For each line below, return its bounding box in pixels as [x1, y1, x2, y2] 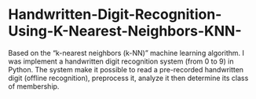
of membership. [8, 81, 60, 91]
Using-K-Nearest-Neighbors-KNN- [8, 22, 242, 40]
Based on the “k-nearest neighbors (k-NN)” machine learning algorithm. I [8, 48, 245, 57]
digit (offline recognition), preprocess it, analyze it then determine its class [8, 73, 249, 82]
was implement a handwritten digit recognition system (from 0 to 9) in [8, 57, 234, 66]
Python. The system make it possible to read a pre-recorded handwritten [8, 64, 244, 74]
